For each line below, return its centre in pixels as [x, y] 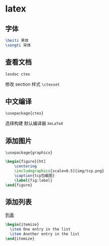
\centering [26, 166]
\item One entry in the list [40, 229]
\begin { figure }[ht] [26, 162]
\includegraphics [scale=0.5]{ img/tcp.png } [59, 171]
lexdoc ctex [18, 74]
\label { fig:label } [33, 180]
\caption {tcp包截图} [35, 175]
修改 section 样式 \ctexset [33, 84]
